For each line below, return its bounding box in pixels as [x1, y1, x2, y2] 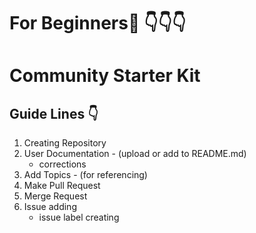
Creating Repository [23, 137, 107, 149]
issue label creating [38, 211, 120, 224]
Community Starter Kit [9, 65, 201, 87]
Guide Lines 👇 [9, 105, 99, 122]
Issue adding [23, 201, 77, 213]
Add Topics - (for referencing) [23, 169, 148, 181]
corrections [38, 158, 87, 170]
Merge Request [23, 190, 88, 202]
